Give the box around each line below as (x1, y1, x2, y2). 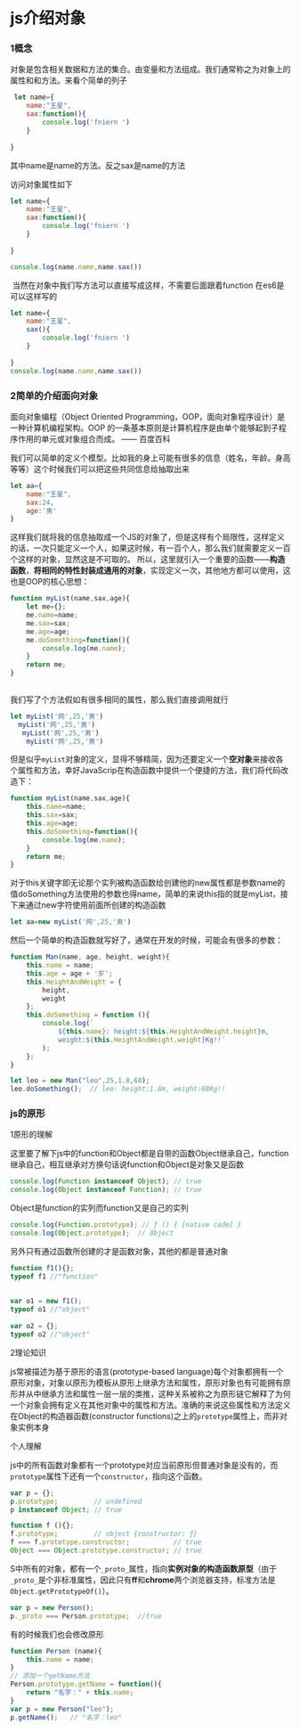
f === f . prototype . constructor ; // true (10, 1538, 202, 1547)
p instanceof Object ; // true (10, 1505, 123, 1515)
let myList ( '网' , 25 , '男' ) (10, 712, 104, 721)
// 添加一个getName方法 (10, 1671, 90, 1680)
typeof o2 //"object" (10, 1329, 91, 1339)
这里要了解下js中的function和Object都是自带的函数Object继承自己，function (10, 1148, 289, 1159)
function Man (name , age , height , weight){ (10, 952, 170, 962)
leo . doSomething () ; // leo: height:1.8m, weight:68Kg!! (10, 1084, 226, 1094)
